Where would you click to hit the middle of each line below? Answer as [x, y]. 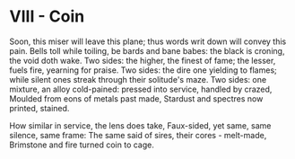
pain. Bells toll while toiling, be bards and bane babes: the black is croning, [147, 50]
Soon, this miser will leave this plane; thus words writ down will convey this [148, 41]
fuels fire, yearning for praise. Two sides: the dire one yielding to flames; [143, 70]
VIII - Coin [47, 17]
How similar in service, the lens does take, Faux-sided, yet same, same [140, 125]
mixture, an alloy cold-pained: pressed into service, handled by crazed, [141, 89]
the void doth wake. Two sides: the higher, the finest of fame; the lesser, [143, 60]
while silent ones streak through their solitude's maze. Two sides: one [138, 79]
